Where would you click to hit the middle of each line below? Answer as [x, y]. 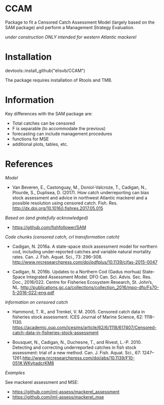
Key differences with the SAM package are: [49, 113]
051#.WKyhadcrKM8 [33, 363]
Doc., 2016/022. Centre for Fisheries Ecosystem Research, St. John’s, [82, 282]
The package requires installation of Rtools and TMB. [59, 80]
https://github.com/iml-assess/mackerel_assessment [66, 392]
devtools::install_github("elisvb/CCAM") [45, 70]
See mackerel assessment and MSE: [42, 382]
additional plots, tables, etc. [40, 144]
